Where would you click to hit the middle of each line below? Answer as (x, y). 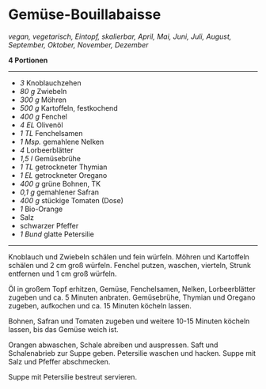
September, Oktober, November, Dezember (78, 44)
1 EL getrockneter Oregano (63, 175)
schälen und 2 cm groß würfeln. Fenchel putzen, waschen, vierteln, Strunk (130, 265)
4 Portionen (28, 60)
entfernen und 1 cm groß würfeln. (63, 274)
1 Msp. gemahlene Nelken (62, 142)
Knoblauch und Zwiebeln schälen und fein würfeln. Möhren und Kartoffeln (129, 257)
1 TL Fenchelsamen (51, 133)
